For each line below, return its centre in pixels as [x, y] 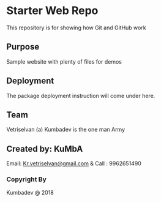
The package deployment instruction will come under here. [81, 95]
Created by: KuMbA [45, 148]
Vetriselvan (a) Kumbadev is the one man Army [66, 130]
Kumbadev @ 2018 [30, 193]
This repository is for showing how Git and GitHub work [76, 28]
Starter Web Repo [52, 11]
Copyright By [27, 179]
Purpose [23, 47]
